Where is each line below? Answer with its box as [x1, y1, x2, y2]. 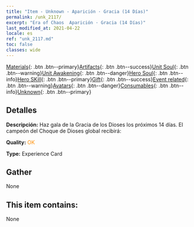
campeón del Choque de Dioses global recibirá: [6, 127, 122, 134]
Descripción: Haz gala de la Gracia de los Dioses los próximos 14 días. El [6, 121, 183, 128]
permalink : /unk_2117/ [6, 14, 62, 20]
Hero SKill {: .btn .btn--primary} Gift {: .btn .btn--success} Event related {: [17, 75, 189, 83]
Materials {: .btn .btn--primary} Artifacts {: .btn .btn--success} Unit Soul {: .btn [6, 63, 189, 70]
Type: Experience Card [6, 150, 63, 157]
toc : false [6, 42, 33, 48]
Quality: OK [6, 139, 35, 146]
